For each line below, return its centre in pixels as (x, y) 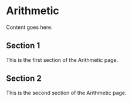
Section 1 (23, 46)
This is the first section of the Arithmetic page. (62, 60)
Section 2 (24, 79)
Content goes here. (29, 27)
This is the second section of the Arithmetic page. (67, 93)
